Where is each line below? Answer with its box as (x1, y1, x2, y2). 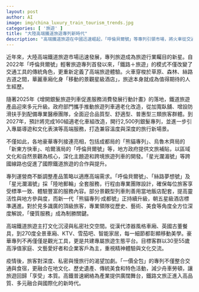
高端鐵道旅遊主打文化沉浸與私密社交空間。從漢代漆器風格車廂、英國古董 (6, 223, 182, 229)
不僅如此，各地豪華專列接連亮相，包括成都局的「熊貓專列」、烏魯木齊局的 (6, 138, 185, 145)
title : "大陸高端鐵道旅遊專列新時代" (6, 31, 88, 37)
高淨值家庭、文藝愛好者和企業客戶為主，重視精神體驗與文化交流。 (6, 245, 167, 252)
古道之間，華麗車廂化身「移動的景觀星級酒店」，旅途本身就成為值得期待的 (6, 75, 185, 82)
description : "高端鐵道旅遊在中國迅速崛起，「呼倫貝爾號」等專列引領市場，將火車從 (6, 36, 187, 42)
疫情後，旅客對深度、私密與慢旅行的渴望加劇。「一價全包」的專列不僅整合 (6, 258, 185, 264)
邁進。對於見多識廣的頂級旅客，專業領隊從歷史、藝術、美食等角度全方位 (11, 202, 188, 210)
